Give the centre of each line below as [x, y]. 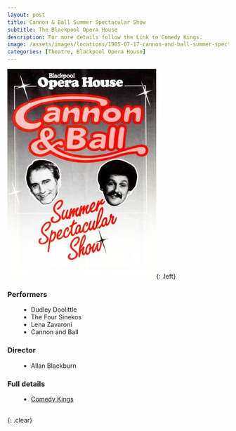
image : [17, 45]
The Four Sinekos [56, 317]
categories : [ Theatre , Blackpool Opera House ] [77, 52]
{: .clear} [20, 420]
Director [22, 350]
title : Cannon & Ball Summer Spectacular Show [77, 22]
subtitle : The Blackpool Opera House [63, 29]
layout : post [26, 15]
